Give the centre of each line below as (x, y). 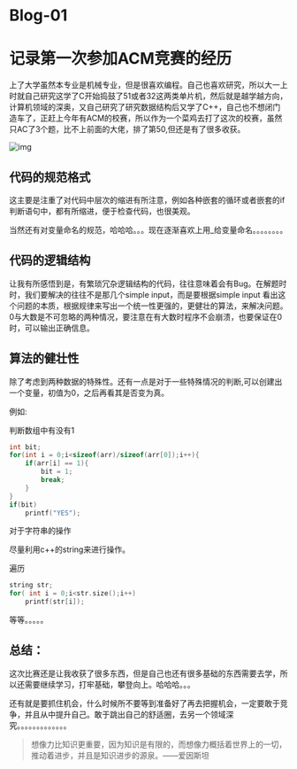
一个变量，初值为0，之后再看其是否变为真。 (89, 392)
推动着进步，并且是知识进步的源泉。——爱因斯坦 (120, 755)
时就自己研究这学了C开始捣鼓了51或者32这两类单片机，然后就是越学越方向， (148, 96)
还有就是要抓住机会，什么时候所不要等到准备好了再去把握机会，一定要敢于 (145, 703)
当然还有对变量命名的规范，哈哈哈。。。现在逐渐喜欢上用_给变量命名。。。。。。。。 (148, 229)
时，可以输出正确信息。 (52, 328)
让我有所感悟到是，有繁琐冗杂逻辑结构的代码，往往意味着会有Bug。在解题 (145, 284)
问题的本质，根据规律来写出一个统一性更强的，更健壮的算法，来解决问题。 (152, 306)
